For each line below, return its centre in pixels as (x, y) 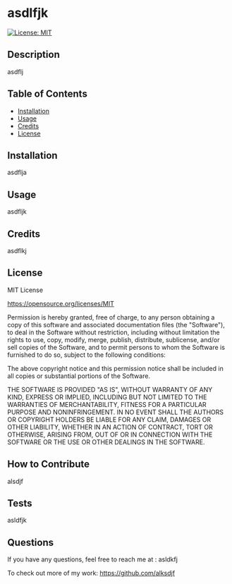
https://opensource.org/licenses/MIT (61, 303)
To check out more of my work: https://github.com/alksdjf (91, 573)
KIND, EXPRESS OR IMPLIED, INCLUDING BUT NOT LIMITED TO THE (107, 397)
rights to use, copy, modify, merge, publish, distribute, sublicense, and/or (114, 339)
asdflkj (17, 251)
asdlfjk (28, 13)
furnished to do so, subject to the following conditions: (86, 355)
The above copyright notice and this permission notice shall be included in (115, 368)
